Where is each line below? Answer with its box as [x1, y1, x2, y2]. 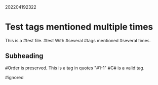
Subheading [5, 52, 43, 60]
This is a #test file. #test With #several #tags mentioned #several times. [5, 37, 151, 43]
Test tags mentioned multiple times [5, 22, 153, 32]
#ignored [5, 74, 24, 80]
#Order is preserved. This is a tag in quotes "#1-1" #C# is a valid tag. [5, 65, 145, 71]
